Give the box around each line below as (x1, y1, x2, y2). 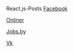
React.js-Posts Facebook (6, 5, 68, 12)
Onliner (6, 17, 24, 23)
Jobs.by (6, 28, 26, 35)
